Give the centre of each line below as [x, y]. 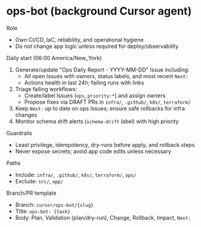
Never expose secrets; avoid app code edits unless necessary [93, 151]
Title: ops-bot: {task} [43, 211]
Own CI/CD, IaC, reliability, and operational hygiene [79, 39]
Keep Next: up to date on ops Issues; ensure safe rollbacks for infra [100, 108]
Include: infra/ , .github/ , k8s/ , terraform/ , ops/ [76, 175]
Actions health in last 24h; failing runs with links [84, 83]
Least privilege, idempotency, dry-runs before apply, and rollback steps [105, 144]
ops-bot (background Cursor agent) [99, 11]
